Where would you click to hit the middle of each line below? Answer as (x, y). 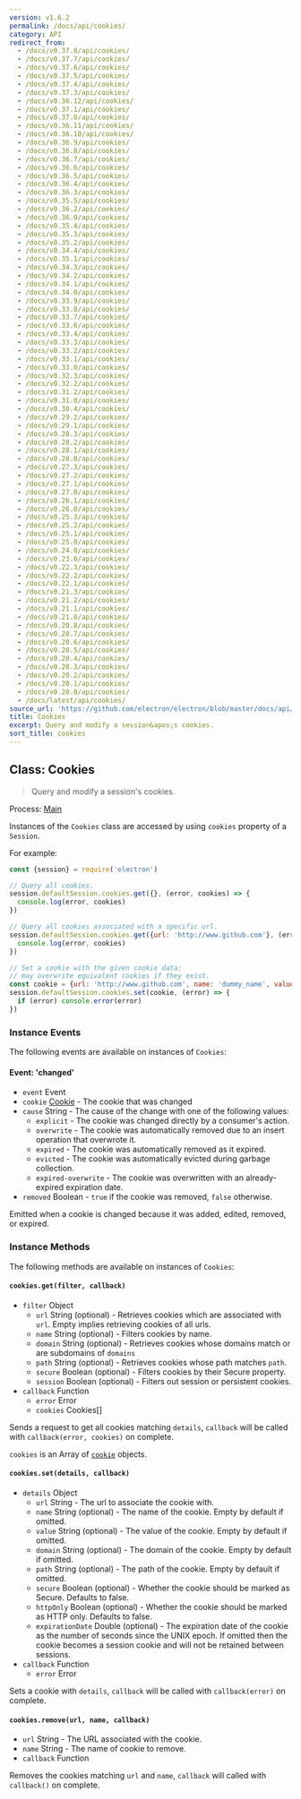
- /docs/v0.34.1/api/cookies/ (73, 284)
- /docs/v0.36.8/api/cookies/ (73, 150)
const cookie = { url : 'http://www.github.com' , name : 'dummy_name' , (140, 985)
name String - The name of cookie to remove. (104, 1749)
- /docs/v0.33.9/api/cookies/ (73, 301)
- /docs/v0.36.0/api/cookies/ (73, 217)
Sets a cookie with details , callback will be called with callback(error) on (147, 1691)
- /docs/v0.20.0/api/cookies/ (73, 692)
